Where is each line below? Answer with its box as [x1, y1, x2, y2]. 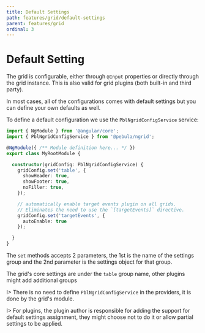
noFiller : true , [22, 185, 64, 191]
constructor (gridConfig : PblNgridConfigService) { [12, 161, 144, 167]
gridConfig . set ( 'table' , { [17, 167, 86, 174]
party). [6, 86, 23, 93]
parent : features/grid [6, 20, 64, 26]
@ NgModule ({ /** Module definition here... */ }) [6, 145, 136, 151]
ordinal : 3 [6, 26, 34, 33]
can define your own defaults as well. [6, 104, 101, 112]
